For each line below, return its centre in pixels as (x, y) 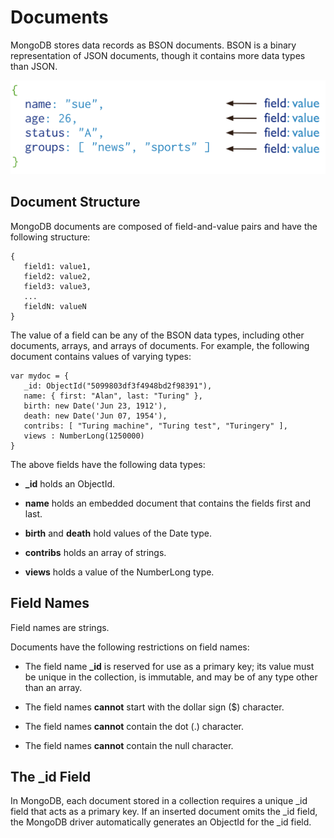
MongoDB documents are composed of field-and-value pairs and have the (164, 226)
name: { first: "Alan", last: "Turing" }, (113, 396)
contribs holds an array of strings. (95, 552)
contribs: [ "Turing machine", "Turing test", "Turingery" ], (155, 426)
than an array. (53, 687)
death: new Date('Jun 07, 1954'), (95, 416)
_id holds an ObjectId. (70, 483)
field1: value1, (57, 266)
